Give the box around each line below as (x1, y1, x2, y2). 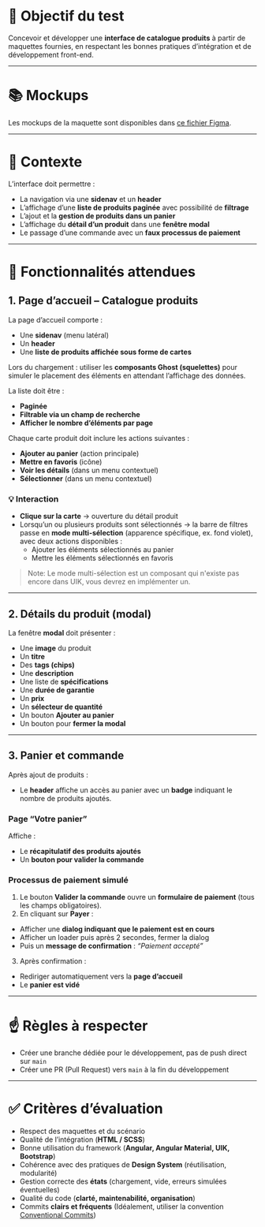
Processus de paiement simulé (8, 875, 129, 886)
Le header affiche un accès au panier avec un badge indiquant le (19, 785, 233, 795)
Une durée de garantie (19, 685, 95, 695)
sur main (19, 1057, 47, 1066)
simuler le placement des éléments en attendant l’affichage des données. (8, 371, 246, 380)
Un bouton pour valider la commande (19, 855, 144, 864)
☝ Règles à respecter (8, 1016, 148, 1035)
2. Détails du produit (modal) (8, 607, 152, 621)
